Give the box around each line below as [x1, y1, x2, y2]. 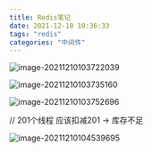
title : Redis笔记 [9, 12, 72, 22]
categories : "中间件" [9, 37, 86, 47]
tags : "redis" [9, 29, 63, 38]
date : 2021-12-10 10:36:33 [9, 21, 110, 30]
